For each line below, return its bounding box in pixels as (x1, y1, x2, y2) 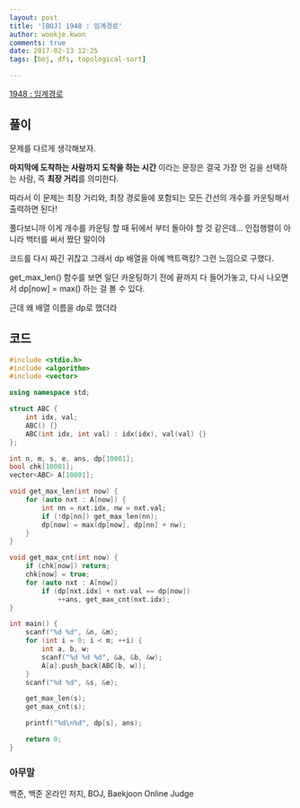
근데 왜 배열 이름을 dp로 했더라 (9, 302, 118, 312)
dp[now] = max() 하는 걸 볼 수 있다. (18, 283, 146, 294)
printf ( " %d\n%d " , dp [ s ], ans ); (25, 719, 143, 728)
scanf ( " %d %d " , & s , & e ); (25, 678, 119, 687)
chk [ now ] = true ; (25, 570, 91, 579)
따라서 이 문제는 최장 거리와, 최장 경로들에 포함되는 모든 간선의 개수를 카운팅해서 (9, 192, 290, 203)
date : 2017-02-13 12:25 (9, 47, 99, 56)
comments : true (9, 38, 66, 48)
